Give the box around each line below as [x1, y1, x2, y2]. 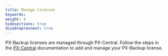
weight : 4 [5, 16, 26, 21]
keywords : [5, 12, 26, 17]
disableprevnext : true [5, 26, 53, 31]
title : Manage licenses [5, 7, 56, 12]
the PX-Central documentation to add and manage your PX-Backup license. [5, 45, 163, 51]
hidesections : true [5, 21, 47, 26]
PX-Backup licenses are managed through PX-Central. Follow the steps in [5, 39, 159, 45]
